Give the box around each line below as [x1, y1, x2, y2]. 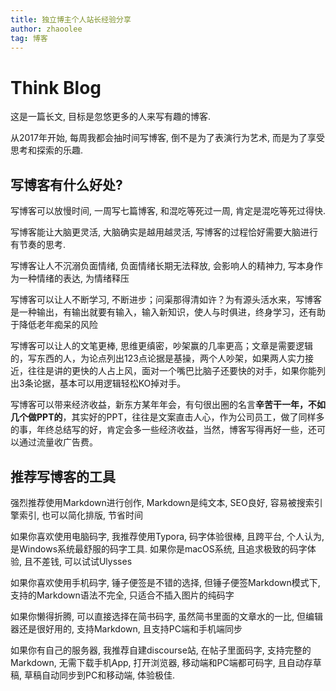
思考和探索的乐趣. [10, 144, 84, 156]
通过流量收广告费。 [18, 436, 98, 448]
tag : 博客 [10, 33, 48, 43]
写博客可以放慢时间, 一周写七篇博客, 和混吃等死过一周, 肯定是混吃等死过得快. [10, 205, 326, 217]
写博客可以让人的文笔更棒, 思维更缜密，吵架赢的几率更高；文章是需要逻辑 [10, 340, 313, 352]
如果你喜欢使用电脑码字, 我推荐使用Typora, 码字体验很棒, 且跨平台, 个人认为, [10, 530, 325, 542]
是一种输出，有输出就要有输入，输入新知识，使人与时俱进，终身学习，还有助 [10, 306, 326, 318]
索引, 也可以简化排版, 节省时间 [18, 509, 143, 521]
